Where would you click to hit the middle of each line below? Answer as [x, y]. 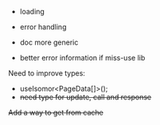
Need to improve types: [47, 73]
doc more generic [49, 42]
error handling [43, 27]
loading [32, 12]
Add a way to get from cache [56, 112]
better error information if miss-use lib [82, 58]
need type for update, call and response [86, 97]
